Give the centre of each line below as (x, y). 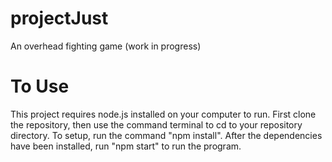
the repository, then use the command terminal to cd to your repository (156, 124)
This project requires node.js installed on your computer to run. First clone (163, 114)
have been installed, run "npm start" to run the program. (126, 146)
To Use (40, 86)
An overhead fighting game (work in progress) (106, 46)
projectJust (59, 18)
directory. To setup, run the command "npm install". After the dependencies (166, 135)
